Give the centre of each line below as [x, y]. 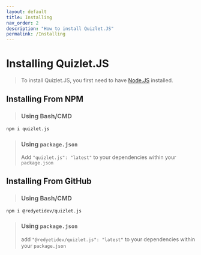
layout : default [26, 12]
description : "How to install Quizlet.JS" [60, 28]
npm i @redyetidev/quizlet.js [44, 211]
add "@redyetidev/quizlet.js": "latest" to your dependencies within [108, 239]
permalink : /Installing [36, 34]
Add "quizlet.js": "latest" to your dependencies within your [98, 157]
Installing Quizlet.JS [58, 64]
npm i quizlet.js [28, 129]
